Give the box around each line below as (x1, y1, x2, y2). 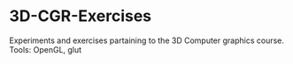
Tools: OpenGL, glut (9, 44, 82, 54)
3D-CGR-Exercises (9, 6, 152, 26)
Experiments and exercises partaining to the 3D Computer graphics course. (9, 35, 285, 46)
